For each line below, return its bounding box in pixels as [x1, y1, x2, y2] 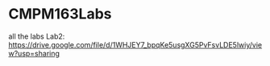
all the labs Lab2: [8, 31, 65, 41]
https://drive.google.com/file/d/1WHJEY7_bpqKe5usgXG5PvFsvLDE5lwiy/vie [8, 39, 263, 49]
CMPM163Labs [8, 5, 112, 23]
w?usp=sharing [8, 48, 60, 58]
